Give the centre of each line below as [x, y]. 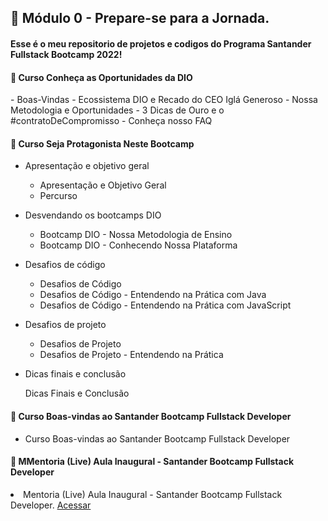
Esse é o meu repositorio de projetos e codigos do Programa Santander [161, 43]
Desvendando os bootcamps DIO [93, 215]
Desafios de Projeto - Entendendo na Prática [131, 355]
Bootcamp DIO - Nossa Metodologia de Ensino [136, 235]
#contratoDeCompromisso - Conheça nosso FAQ [111, 121]
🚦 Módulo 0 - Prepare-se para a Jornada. [140, 18]
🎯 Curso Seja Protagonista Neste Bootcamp [102, 143]
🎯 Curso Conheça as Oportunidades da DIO [101, 77]
